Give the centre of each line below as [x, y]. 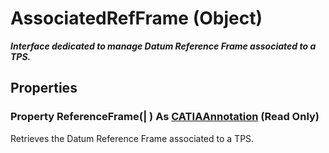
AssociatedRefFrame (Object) [136, 18]
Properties [44, 88]
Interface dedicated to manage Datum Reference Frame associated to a [163, 46]
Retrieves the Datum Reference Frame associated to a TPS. [132, 138]
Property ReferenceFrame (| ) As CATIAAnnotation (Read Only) [165, 117]
